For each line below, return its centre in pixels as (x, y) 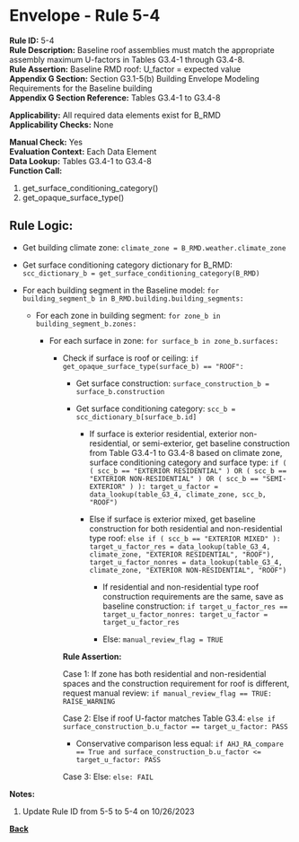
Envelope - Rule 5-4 (85, 16)
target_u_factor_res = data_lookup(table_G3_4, (180, 547)
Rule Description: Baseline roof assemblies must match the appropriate (142, 49)
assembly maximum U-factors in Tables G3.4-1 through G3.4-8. (127, 59)
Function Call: (36, 171)
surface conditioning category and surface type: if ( (188, 462)
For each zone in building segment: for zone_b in (128, 315)
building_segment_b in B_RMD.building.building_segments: (133, 298)
